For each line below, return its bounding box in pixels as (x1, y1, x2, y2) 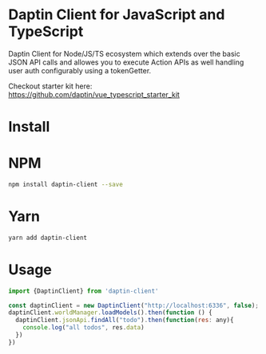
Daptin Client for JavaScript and (8, 6, 225, 24)
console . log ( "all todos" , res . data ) (22, 324, 145, 332)
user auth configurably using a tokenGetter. (8, 65, 152, 75)
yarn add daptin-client (8, 234, 88, 242)
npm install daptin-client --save (8, 181, 124, 189)
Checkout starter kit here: (8, 81, 93, 91)
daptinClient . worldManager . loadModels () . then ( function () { (8, 309, 213, 317)
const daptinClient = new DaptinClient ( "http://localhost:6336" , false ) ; (8, 301, 260, 309)
